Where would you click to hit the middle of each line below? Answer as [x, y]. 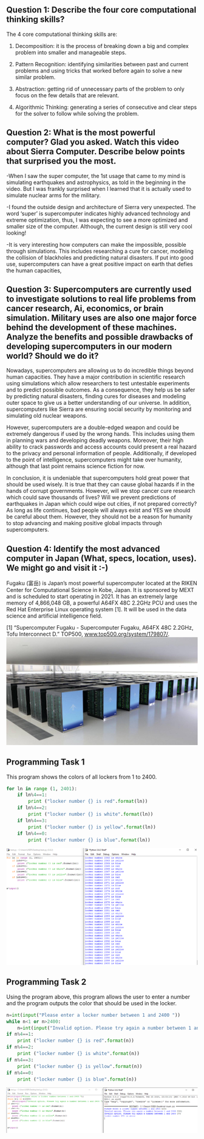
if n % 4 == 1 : [20, 1034]
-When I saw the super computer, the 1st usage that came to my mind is [96, 176]
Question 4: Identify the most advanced [83, 549]
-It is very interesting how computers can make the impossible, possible [96, 244]
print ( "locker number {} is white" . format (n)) [78, 1054]
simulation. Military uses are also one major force [102, 318]
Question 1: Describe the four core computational [101, 10]
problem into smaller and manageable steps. [70, 52]
